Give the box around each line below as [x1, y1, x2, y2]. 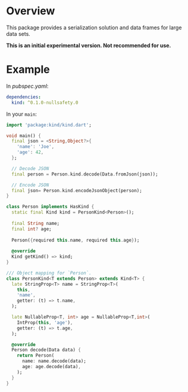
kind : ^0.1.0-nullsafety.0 [11, 100, 79, 106]
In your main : [6, 110, 37, 118]
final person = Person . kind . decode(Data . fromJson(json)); [11, 171, 159, 177]
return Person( [17, 353, 55, 359]
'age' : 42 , [17, 149, 44, 156]
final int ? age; [11, 226, 52, 232]
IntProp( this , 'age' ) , [17, 319, 73, 326]
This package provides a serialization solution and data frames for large [6, 24, 182, 31]
